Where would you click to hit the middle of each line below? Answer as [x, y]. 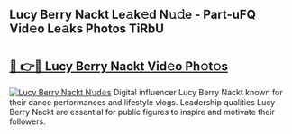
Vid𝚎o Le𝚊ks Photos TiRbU [87, 29]
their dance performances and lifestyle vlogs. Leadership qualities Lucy [142, 102]
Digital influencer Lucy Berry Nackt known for [198, 92]
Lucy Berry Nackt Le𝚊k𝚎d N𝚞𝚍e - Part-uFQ [133, 15]
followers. [28, 121]
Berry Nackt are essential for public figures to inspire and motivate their [142, 112]
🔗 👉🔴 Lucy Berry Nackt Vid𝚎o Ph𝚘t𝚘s [119, 66]
